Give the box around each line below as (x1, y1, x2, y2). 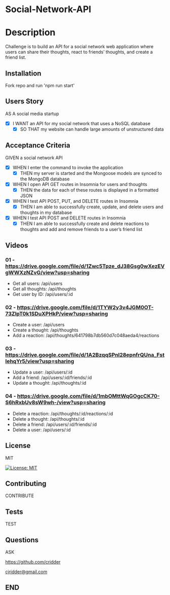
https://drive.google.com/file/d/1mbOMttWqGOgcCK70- (17, 393, 160, 400)
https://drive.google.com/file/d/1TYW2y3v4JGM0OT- (17, 304, 154, 311)
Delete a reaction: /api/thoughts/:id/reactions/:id (12, 411, 113, 417)
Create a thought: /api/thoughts (12, 327, 78, 333)
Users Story (5, 97, 44, 106)
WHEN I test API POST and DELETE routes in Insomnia (12, 215, 126, 221)
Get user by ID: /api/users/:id (12, 291, 73, 297)
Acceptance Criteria (5, 141, 70, 150)
